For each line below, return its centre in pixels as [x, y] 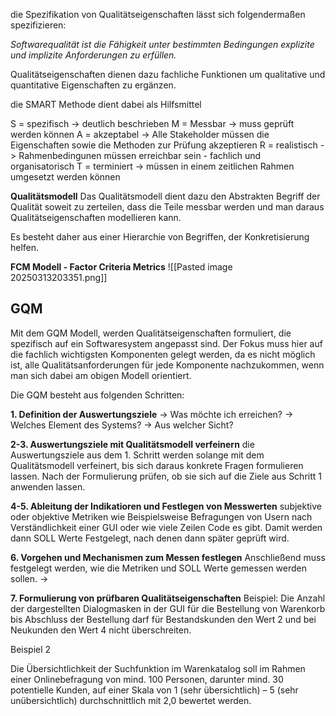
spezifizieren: [38, 25]
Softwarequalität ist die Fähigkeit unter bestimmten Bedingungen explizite [162, 44]
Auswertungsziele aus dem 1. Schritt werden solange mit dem [137, 455]
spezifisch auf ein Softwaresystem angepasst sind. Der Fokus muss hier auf [166, 343]
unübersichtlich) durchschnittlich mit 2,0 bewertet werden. [131, 700]
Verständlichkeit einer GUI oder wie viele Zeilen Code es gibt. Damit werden [166, 527]
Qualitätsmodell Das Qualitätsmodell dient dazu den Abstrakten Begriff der [165, 196]
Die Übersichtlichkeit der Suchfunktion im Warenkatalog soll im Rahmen [158, 668]
